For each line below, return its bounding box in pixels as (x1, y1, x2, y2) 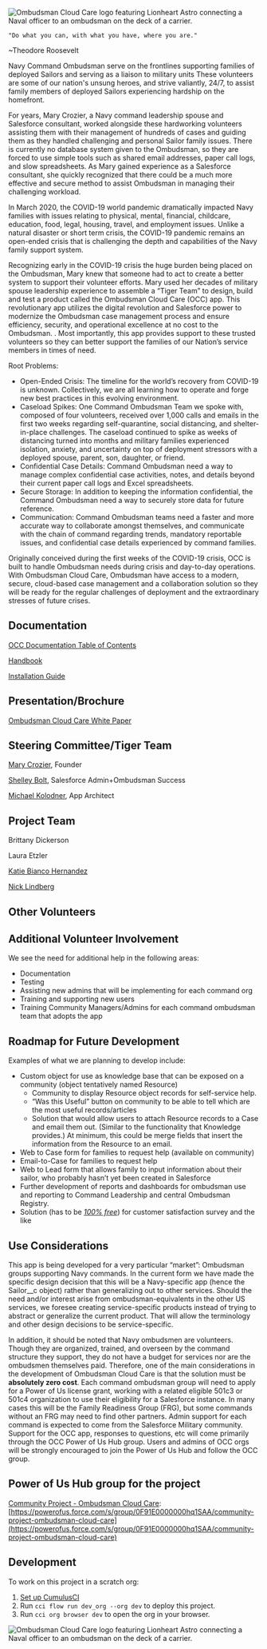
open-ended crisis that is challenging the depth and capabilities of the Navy (8, 237, 257, 246)
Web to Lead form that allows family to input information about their (19, 1164, 242, 1175)
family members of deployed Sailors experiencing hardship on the (8, 86, 225, 96)
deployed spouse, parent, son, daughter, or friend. (19, 453, 186, 462)
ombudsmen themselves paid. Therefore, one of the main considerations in (8, 1360, 255, 1371)
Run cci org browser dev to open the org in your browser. (19, 1609, 210, 1619)
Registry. (19, 1199, 49, 1208)
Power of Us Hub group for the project (8, 1477, 201, 1491)
